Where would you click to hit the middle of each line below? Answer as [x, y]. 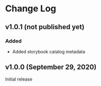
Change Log [31, 9]
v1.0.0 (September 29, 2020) [51, 67]
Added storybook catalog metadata [49, 51]
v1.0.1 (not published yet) [45, 27]
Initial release [19, 79]
